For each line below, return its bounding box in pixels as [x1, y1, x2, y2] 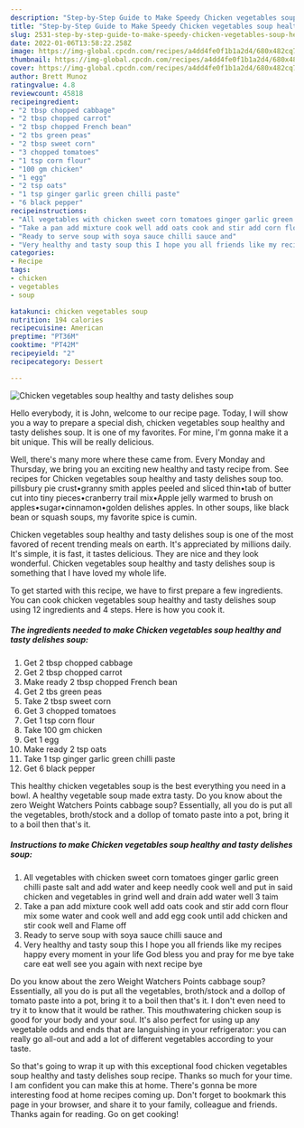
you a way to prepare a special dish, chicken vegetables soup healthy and [10, 417, 285, 428]
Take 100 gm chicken [23, 724, 103, 735]
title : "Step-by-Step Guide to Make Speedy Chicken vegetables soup [10, 22, 273, 31]
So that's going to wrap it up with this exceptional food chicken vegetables [10, 1060, 288, 1071]
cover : [10, 64, 35, 73]
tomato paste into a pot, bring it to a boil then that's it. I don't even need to [10, 995, 286, 1006]
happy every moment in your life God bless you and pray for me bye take [23, 948, 295, 959]
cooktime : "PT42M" [10, 341, 79, 350]
